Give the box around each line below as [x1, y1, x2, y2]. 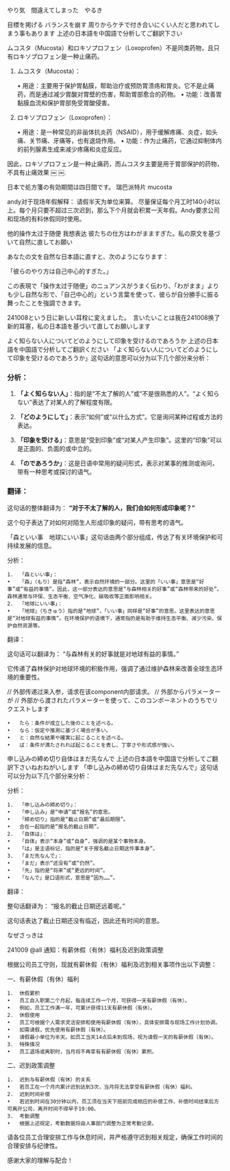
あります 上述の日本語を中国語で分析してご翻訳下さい [30, 30, 183, 37]
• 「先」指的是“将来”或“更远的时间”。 [7, 867, 108, 874]
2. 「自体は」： [7, 830, 48, 837]
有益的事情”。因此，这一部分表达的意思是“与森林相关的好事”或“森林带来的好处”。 [23, 585, 222, 592]
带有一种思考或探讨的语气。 [16, 468, 96, 476]
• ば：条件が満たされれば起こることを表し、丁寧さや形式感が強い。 [7, 741, 178, 748]
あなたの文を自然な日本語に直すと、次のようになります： [7, 253, 169, 260]
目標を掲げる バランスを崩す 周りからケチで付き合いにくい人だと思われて [7, 21, 214, 29]
